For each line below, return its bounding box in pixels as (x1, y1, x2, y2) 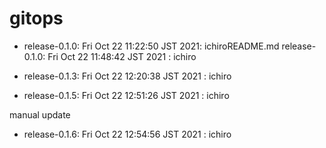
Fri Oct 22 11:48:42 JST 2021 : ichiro (47, 50, 197, 62)
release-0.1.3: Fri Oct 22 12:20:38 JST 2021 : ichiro (23, 70, 232, 82)
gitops (9, 7, 64, 30)
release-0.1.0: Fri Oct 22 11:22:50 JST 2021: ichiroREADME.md (23, 40, 280, 52)
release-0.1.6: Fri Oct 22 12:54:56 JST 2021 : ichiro (23, 128, 232, 140)
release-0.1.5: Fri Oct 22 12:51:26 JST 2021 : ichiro (23, 89, 230, 101)
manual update (9, 108, 71, 121)
